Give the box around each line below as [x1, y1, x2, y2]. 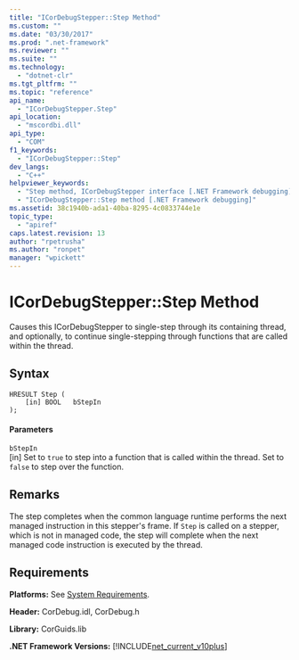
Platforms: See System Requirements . [9, 589, 149, 599]
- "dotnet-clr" [17, 71, 74, 80]
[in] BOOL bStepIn [25, 398, 101, 407]
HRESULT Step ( [9, 390, 66, 399]
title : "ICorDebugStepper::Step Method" [9, 12, 162, 22]
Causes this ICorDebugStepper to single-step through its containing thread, [9, 321, 287, 332]
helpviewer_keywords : [9, 179, 90, 188]
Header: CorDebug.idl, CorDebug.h [9, 606, 140, 616]
